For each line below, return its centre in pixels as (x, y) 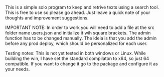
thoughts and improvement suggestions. (47, 18)
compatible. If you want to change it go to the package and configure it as (81, 64)
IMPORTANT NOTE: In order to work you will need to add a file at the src (80, 27)
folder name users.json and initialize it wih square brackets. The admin (78, 33)
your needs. (18, 69)
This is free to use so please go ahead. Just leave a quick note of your (78, 12)
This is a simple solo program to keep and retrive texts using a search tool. (82, 7)
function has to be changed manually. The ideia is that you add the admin (81, 38)
